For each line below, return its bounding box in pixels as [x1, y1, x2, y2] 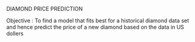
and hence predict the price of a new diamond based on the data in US [6, 24, 185, 30]
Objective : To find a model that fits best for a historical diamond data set [6, 17, 190, 24]
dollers [6, 30, 24, 37]
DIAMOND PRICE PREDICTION [6, 5, 83, 12]
